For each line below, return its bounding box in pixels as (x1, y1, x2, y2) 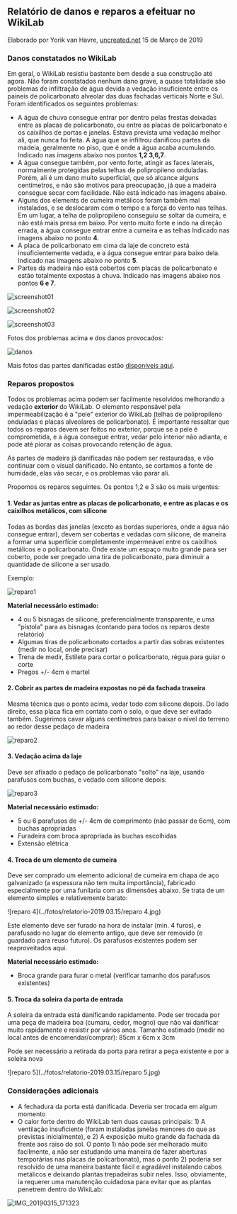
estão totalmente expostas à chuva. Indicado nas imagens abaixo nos (17, 271, 221, 280)
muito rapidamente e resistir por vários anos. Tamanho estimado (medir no (7, 1025, 225, 1034)
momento (17, 1109, 46, 1118)
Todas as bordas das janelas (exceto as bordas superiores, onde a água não (7, 522, 230, 531)
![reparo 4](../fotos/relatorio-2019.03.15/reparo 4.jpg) (7, 907, 161, 916)
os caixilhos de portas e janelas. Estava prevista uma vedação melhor (17, 128, 221, 137)
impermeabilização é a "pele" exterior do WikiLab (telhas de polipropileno (7, 410, 223, 419)
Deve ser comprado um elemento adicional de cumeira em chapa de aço (7, 871, 219, 879)
